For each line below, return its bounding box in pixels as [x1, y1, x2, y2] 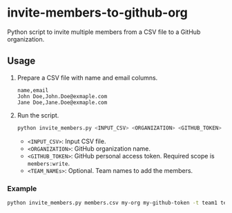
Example [7, 183, 37, 193]
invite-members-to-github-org [7, 5, 188, 21]
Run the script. [17, 111, 59, 119]
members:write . [27, 159, 70, 167]
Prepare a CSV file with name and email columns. [17, 73, 158, 82]
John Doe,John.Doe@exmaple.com [17, 93, 108, 100]
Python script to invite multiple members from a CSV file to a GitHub [7, 28, 201, 36]
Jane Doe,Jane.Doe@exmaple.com [17, 99, 108, 106]
